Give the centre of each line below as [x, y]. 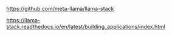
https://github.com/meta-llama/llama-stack [60, 9]
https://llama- [23, 20]
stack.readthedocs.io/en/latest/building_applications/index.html [86, 27]
